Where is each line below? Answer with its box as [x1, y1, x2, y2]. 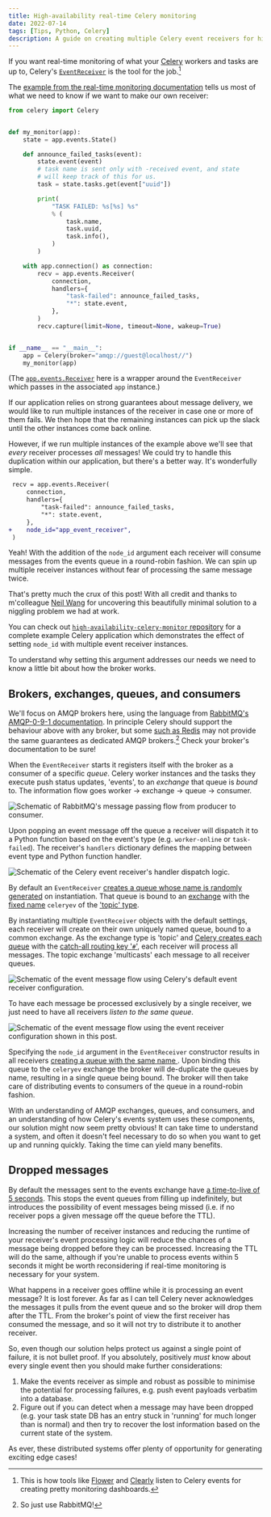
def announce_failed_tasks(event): [23, 150, 143, 158]
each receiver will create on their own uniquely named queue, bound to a [8, 923, 252, 934]
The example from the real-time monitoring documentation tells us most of [8, 82, 256, 91]
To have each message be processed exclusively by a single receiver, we [8, 998, 252, 1008]
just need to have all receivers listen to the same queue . [8, 1007, 194, 1016]
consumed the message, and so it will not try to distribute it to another [8, 1319, 242, 1329]
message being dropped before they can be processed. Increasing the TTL [8, 1243, 258, 1253]
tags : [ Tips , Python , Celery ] [8, 27, 110, 35]
